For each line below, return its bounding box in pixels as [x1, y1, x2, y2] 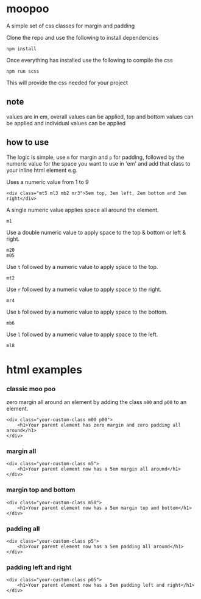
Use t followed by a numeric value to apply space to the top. [6, 263, 158, 270]
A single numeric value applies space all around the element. [6, 206, 160, 213]
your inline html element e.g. [6, 166, 78, 174]
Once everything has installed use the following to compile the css [6, 56, 173, 64]
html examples [6, 362, 83, 377]
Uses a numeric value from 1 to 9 [6, 178, 90, 185]
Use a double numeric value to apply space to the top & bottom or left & [6, 229, 186, 236]
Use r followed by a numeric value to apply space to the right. [6, 285, 162, 293]
